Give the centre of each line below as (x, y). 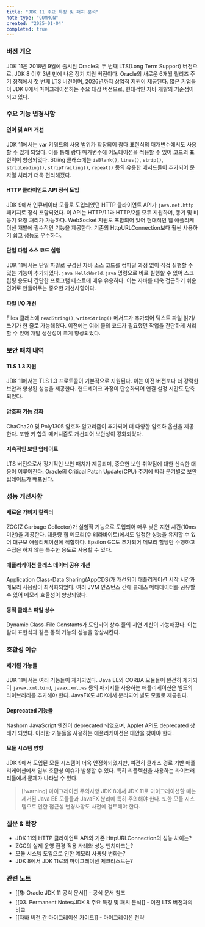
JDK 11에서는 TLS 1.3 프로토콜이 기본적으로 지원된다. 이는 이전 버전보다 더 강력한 (103, 381)
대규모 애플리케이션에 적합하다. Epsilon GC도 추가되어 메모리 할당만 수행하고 (104, 542)
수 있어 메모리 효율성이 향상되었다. (47, 595)
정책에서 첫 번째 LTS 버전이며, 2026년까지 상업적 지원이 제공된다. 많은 (96, 81)
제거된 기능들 (22, 665)
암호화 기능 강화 (25, 411)
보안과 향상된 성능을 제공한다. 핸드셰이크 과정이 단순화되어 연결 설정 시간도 (95, 389)
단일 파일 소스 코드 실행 (34, 251)
